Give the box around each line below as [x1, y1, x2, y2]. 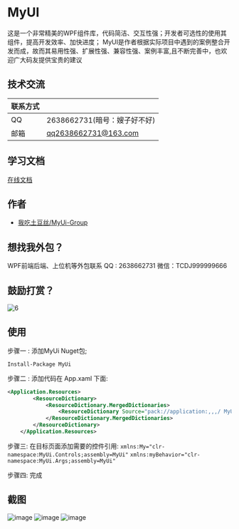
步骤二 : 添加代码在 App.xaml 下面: [7, 374, 108, 382]
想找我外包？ [7, 241, 64, 253]
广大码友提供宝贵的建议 [13, 55, 83, 64]
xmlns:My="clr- [119, 443, 166, 450]
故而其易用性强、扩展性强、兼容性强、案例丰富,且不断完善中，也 [31, 46, 222, 55]
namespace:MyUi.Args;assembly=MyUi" [7, 457, 116, 464]
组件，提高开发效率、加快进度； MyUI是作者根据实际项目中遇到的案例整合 [7, 37, 224, 46]
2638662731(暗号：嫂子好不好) [46, 115, 156, 125]
